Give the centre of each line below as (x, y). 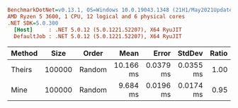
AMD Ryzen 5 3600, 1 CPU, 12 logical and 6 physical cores (96, 16)
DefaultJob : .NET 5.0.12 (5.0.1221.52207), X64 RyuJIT (98, 36)
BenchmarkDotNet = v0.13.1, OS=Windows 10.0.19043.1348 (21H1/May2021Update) (121, 10)
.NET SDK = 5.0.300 (33, 23)
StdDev (190, 54)
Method (24, 54)
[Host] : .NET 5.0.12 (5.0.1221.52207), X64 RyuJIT (98, 30)
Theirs (22, 70)
